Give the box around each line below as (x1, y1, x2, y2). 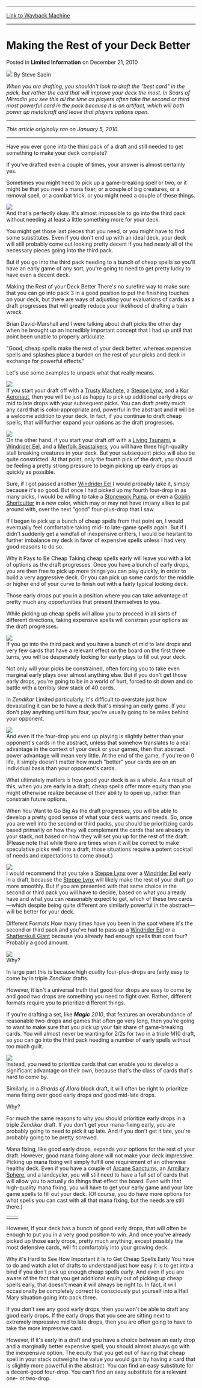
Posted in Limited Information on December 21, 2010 (6, 58, 138, 66)
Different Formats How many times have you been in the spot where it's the (6, 920, 194, 927)
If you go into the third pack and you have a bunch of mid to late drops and (6, 640, 191, 647)
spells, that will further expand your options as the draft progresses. (6, 419, 174, 426)
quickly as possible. (6, 468, 55, 476)
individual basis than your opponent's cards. (6, 764, 116, 771)
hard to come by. (6, 1073, 48, 1080)
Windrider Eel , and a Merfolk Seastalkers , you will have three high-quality (6, 443, 188, 450)
